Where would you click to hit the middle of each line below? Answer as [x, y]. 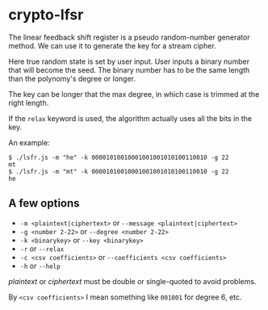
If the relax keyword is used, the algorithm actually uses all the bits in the [130, 118]
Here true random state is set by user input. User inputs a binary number [129, 61]
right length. [29, 103]
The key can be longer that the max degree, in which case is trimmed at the [134, 94]
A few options [44, 203]
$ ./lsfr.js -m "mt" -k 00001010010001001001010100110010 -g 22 [119, 171]
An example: [29, 142]
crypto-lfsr [46, 15]
